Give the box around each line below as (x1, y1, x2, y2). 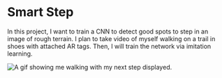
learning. (7, 49, 33, 58)
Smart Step (7, 4, 74, 20)
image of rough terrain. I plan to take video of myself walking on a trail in (7, 34, 216, 42)
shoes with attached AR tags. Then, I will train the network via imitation (7, 42, 212, 50)
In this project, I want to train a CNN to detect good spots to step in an (7, 27, 209, 36)
